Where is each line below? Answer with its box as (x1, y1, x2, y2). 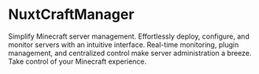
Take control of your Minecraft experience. (8, 57, 147, 66)
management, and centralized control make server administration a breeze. (8, 48, 252, 57)
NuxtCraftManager (8, 6, 135, 24)
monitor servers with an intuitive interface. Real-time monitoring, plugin (8, 39, 239, 49)
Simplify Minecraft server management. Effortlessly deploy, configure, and (8, 31, 250, 41)
